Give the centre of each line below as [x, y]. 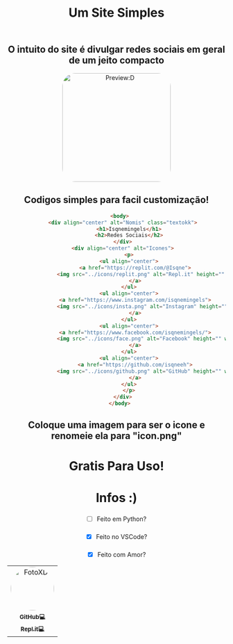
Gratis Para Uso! [116, 466]
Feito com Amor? [122, 554]
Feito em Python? [122, 519]
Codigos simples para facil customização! [116, 200]
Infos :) [116, 498]
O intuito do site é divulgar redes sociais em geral [116, 49]
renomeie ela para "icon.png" [116, 436]
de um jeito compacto [116, 60]
